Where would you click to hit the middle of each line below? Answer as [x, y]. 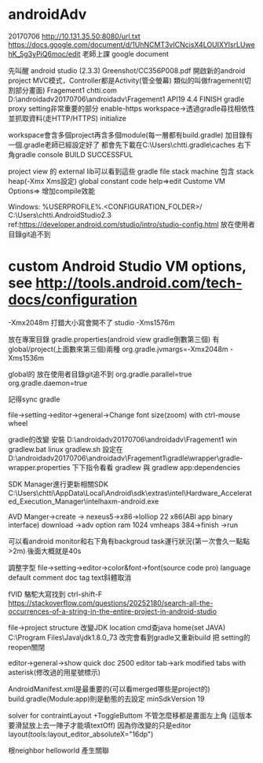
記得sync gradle [34, 399]
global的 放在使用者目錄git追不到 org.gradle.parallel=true [100, 374]
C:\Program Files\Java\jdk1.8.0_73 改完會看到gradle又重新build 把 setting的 [130, 637]
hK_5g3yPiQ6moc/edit [44, 53]
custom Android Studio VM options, [127, 267]
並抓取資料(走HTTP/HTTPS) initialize [68, 118]
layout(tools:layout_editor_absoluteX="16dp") [81, 734]
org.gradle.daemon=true [48, 383]
